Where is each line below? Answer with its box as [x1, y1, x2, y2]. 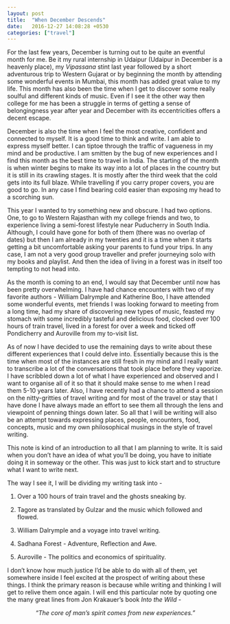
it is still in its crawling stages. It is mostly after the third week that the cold [7, 171, 218, 180]
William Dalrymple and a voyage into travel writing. [16, 526, 161, 535]
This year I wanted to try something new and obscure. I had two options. [7, 206, 213, 215]
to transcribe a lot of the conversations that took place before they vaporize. [7, 365, 223, 373]
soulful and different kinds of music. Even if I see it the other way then [7, 92, 205, 100]
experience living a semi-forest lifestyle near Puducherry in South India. [7, 221, 211, 229]
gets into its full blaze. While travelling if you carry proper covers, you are [7, 178, 215, 186]
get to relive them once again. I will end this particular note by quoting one [7, 588, 218, 596]
